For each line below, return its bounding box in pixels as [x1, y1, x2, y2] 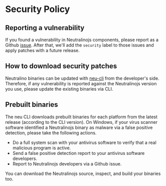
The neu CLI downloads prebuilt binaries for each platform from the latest [5, 114, 157, 120]
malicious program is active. [12, 144, 71, 151]
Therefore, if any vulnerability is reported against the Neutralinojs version [5, 80, 157, 86]
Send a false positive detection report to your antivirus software [12, 150, 145, 156]
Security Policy [5, 4, 70, 15]
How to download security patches [5, 62, 117, 71]
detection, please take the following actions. [5, 129, 97, 136]
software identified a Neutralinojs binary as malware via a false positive [5, 124, 153, 130]
